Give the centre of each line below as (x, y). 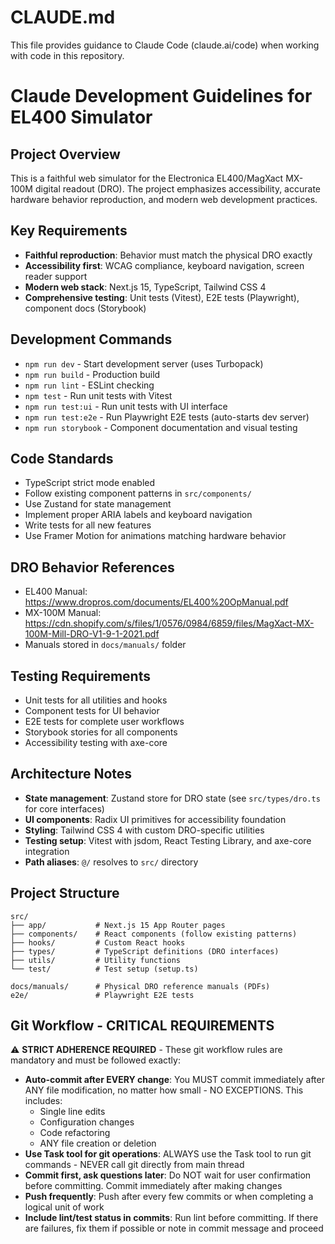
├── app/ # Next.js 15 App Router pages (118, 925)
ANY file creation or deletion (98, 1143)
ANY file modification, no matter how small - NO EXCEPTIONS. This (164, 1090)
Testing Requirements (80, 676)
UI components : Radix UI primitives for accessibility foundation (155, 819)
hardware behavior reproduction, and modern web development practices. (164, 199)
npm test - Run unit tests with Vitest (98, 395)
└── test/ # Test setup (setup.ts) (104, 969)
